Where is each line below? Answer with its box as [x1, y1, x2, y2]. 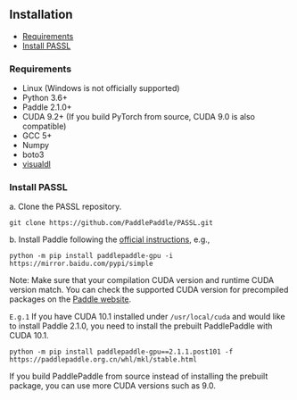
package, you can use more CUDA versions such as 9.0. [9, 380, 217, 391]
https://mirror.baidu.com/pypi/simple [9, 259, 153, 269]
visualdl [21, 159, 51, 170]
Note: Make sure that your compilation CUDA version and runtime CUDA [9, 275, 275, 286]
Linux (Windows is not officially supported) [21, 83, 180, 94]
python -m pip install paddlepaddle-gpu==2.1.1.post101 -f [9, 347, 234, 356]
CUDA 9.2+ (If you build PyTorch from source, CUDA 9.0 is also [21, 112, 256, 122]
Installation [9, 7, 73, 22]
